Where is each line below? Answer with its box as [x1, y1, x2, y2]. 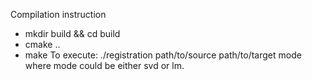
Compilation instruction [10, 9, 107, 20]
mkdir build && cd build [24, 28, 121, 39]
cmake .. [24, 39, 61, 50]
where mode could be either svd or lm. [24, 60, 185, 71]
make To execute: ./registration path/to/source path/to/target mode [24, 49, 302, 61]
